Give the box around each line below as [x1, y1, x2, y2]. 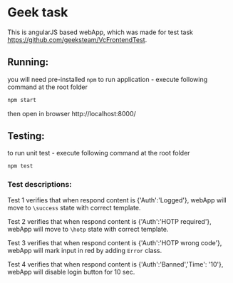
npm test [7, 163, 33, 170]
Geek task [7, 4, 68, 21]
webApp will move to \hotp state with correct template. [7, 225, 169, 233]
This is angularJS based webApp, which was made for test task [7, 28, 194, 36]
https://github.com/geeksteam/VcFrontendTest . [7, 35, 147, 43]
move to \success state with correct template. [7, 203, 141, 212]
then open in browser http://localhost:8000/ [7, 109, 137, 118]
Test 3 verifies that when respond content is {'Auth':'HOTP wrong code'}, [7, 238, 222, 247]
